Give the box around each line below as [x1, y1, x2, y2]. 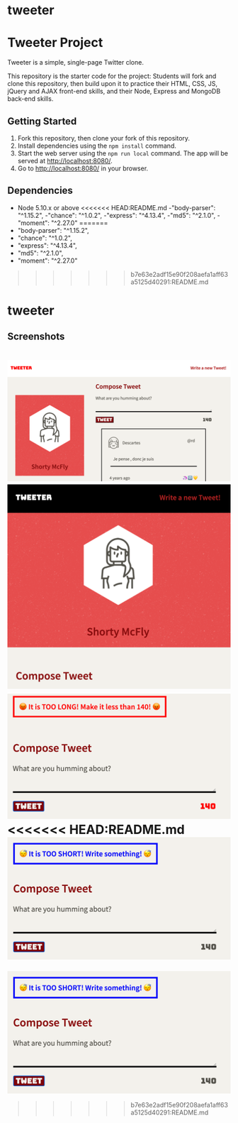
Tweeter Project [7, 35, 103, 51]
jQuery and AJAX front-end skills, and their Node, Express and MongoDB [7, 87, 221, 96]
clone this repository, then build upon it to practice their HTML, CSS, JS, [7, 80, 218, 88]
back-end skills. [7, 94, 54, 103]
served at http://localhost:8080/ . [17, 156, 113, 165]
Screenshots [7, 331, 65, 343]
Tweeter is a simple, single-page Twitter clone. [7, 58, 144, 67]
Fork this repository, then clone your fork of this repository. [17, 133, 190, 142]
